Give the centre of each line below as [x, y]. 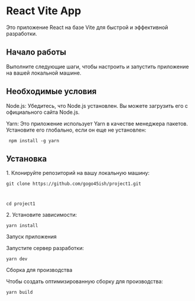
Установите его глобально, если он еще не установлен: [76, 130]
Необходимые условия [51, 92]
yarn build [19, 292]
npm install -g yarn [34, 140]
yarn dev [17, 259]
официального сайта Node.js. [43, 112]
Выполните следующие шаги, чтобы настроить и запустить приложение [97, 66]
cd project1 [21, 204]
